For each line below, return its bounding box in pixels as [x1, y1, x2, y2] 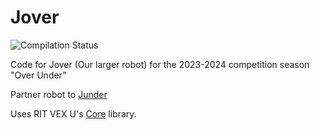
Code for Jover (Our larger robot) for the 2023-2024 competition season [10, 58, 310, 70]
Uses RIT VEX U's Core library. [10, 107, 137, 120]
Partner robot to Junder [10, 88, 108, 100]
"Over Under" [10, 69, 67, 81]
